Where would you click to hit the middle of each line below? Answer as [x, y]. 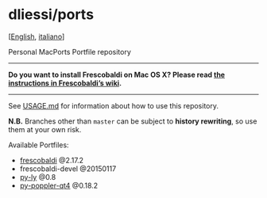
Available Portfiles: [39, 145]
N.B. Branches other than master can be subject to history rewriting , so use [133, 121]
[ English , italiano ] [37, 36]
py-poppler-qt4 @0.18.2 [59, 185]
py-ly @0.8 [38, 177]
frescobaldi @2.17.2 [52, 160]
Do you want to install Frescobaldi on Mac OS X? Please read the [116, 74]
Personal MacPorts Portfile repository [70, 51]
